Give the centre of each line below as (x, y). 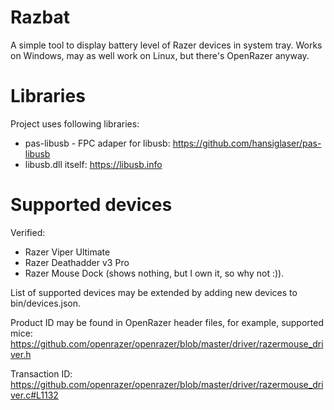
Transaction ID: (41, 373)
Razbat (40, 17)
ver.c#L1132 (34, 395)
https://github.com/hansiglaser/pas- (247, 143)
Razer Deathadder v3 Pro (77, 262)
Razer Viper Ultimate (67, 252)
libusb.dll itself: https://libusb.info (93, 164)
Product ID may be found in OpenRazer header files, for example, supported (167, 322)
